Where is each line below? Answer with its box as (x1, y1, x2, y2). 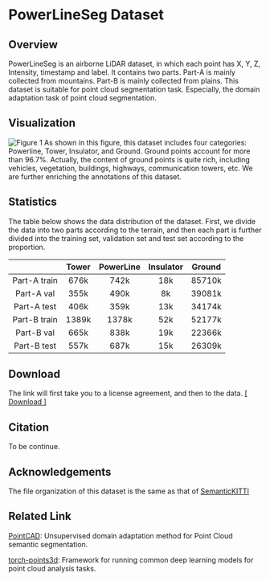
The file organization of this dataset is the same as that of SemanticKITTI (8, 486, 250, 496)
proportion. (8, 242, 46, 252)
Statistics (8, 195, 58, 209)
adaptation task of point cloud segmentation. (8, 93, 157, 102)
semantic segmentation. (8, 539, 88, 549)
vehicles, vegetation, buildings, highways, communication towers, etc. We (8, 163, 253, 173)
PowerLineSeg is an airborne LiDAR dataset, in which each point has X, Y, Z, (8, 59, 261, 68)
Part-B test (14, 340, 56, 351)
